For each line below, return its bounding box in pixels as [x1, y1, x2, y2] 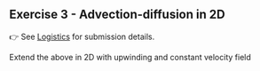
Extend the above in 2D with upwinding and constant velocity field [9, 51, 251, 62]
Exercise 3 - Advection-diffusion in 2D [9, 7, 225, 22]
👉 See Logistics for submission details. [9, 31, 155, 42]
